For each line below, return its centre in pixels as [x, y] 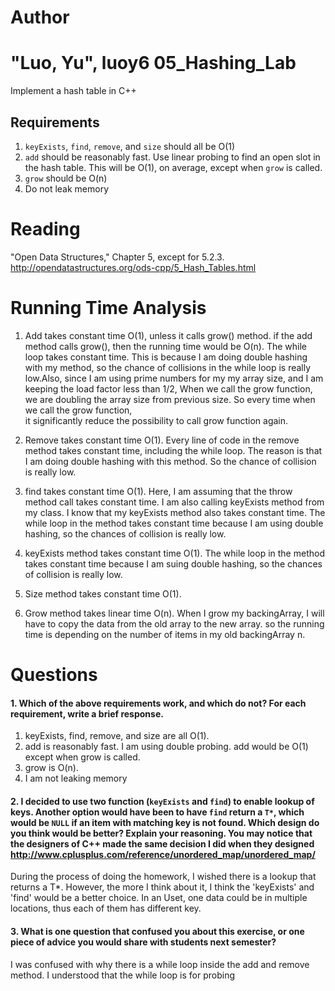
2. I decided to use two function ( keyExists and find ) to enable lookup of [162, 801]
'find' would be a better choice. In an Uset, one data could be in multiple [159, 898]
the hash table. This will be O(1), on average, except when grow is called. [173, 167]
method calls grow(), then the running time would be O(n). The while [165, 346]
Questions [54, 675]
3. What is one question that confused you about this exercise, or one [157, 931]
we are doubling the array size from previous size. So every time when [170, 399]
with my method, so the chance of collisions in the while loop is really [168, 367]
